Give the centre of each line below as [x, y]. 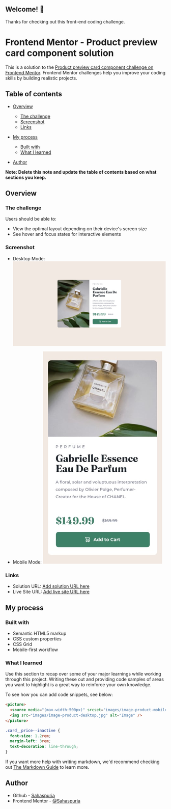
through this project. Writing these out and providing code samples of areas [85, 679]
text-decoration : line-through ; [44, 747]
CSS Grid [22, 644]
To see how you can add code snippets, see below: [59, 695]
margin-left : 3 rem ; [31, 741]
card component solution [60, 53]
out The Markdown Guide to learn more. [47, 767]
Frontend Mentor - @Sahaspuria [46, 801]
